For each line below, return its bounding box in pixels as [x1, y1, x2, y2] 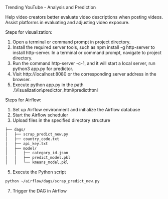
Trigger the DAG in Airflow [12, 187, 67, 193]
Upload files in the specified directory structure [12, 117, 110, 123]
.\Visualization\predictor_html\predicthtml [12, 87, 98, 93]
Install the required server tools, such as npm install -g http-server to [12, 44, 155, 50]
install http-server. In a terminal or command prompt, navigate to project [12, 50, 162, 55]
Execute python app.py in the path [12, 82, 84, 88]
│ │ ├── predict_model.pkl [5, 155, 71, 160]
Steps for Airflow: [5, 97, 42, 103]
